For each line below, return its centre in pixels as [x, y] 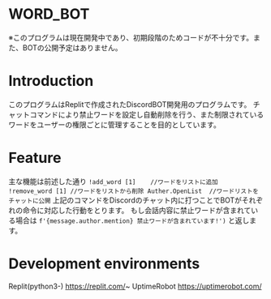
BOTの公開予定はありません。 [73, 47]
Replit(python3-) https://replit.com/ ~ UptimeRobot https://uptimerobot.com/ [135, 286]
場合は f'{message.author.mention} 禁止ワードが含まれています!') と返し [132, 220]
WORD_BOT [49, 14]
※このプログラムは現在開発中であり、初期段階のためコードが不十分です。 [131, 37]
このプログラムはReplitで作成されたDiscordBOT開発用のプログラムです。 [130, 104]
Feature [35, 158]
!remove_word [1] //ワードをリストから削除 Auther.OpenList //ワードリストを [134, 191]
